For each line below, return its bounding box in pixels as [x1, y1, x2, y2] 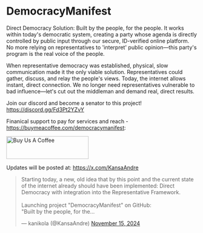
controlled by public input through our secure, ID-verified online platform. [6, 37, 190, 44]
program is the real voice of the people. [6, 50, 105, 57]
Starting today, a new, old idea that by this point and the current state [21, 175, 194, 183]
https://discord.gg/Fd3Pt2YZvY [6, 106, 85, 113]
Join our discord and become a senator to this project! [6, 99, 142, 107]
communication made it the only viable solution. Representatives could [6, 68, 183, 75]
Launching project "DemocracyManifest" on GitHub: [21, 201, 151, 209]
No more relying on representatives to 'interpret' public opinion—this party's [6, 44, 197, 51]
